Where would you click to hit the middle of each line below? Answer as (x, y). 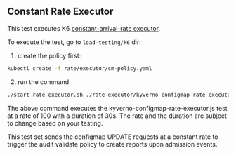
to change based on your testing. (55, 123)
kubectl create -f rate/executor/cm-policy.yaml (80, 68)
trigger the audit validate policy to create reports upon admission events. (112, 144)
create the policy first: (49, 55)
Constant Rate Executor (60, 12)
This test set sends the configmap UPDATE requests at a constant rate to (113, 137)
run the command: (44, 82)
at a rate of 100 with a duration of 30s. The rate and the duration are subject (117, 116)
